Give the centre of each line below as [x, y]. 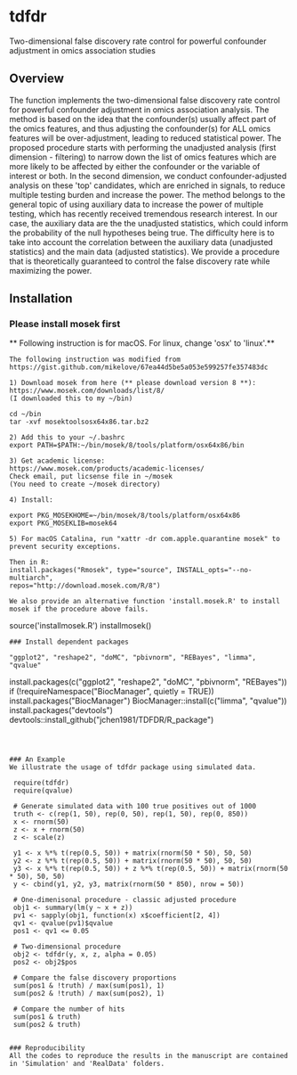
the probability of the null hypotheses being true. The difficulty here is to [142, 233]
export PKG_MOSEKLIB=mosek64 [63, 523]
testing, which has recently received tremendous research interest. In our [144, 213]
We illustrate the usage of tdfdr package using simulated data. [132, 767]
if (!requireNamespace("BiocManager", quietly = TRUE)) [112, 692]
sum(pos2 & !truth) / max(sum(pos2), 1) [89, 994]
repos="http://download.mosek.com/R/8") [85, 586]
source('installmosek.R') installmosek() [80, 626]
